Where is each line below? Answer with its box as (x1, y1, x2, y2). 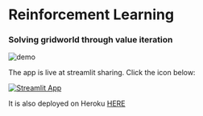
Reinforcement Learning (8, 6, 175, 24)
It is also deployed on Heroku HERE (8, 98, 126, 109)
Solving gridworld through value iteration (8, 34, 173, 46)
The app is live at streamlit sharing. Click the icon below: (8, 68, 196, 78)
